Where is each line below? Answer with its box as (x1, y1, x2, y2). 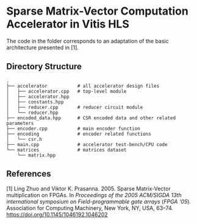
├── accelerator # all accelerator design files (6, 83, 160, 89)
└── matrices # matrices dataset (6, 147, 127, 153)
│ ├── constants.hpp (6, 99, 64, 105)
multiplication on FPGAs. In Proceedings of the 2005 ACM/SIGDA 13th (6, 191, 182, 198)
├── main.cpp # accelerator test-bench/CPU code (6, 141, 168, 147)
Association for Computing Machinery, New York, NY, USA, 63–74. (6, 204, 174, 211)
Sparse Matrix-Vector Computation (6, 4, 189, 18)
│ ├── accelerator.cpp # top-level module (6, 88, 127, 94)
